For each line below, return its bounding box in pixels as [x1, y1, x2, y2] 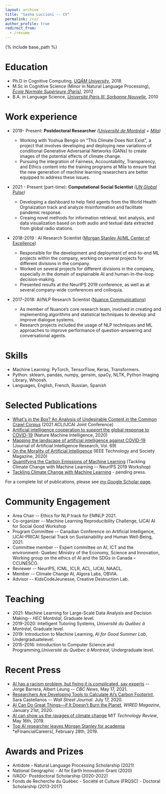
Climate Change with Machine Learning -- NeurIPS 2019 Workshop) [12, 464, 151, 470]
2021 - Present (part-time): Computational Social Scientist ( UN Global [12, 184, 157, 190]
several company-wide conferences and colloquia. [19, 287, 123, 293]
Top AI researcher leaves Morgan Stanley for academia [12, 723, 125, 729]
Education [5, 62, 48, 73]
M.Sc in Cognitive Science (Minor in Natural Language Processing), [12, 83, 150, 89]
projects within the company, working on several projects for [19, 255, 144, 261]
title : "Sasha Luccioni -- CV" [5, 12, 70, 17]
